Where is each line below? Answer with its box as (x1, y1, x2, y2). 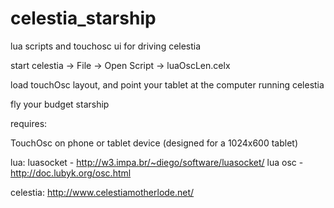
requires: (10, 117, 48, 129)
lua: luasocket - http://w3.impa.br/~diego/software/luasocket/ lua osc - (10, 156, 304, 168)
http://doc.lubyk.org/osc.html (10, 167, 132, 179)
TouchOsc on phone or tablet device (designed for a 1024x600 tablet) (10, 137, 299, 149)
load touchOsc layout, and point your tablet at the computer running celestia (10, 78, 325, 91)
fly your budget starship (10, 98, 110, 110)
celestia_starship (10, 7, 157, 30)
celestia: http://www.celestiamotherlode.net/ (10, 186, 195, 198)
